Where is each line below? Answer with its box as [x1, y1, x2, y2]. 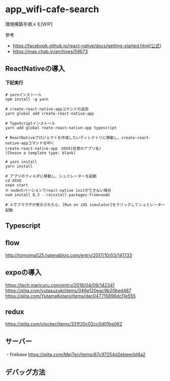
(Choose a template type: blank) [5, 150, 76, 156]
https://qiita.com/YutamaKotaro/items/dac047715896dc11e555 [5, 292, 136, 299]
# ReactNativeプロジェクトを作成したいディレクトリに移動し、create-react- [5, 135, 151, 140]
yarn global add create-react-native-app [5, 111, 94, 116]
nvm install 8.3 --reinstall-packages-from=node [5, 192, 110, 197]
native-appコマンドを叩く [5, 140, 55, 145]
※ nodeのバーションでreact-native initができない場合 [5, 188, 112, 193]
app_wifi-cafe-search [5, 4, 99, 15]
